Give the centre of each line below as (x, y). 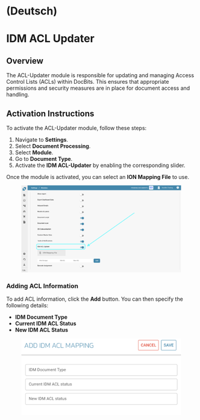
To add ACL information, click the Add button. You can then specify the (95, 299)
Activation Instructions (50, 114)
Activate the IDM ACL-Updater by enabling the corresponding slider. (100, 165)
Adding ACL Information (42, 286)
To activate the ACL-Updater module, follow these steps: (77, 128)
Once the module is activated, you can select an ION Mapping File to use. (98, 177)
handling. (18, 95)
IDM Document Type (41, 317)
